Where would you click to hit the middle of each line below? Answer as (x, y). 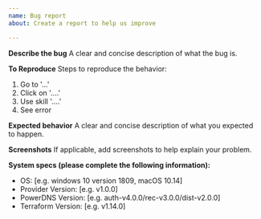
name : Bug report (37, 16)
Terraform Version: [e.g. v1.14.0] (73, 206)
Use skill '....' (41, 101)
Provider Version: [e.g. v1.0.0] (69, 189)
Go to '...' (35, 84)
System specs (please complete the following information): (109, 164)
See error (36, 110)
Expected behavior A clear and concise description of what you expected (131, 125)
